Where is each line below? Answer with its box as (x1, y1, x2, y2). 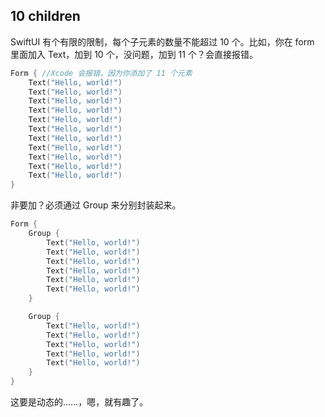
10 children (10, 8, 81, 25)
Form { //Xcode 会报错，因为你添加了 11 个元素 (10, 68, 193, 78)
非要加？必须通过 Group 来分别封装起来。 (10, 199, 182, 211)
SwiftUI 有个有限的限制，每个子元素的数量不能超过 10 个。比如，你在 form (10, 35, 315, 48)
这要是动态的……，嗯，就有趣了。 (10, 396, 149, 408)
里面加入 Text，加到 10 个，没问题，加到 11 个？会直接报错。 (10, 48, 258, 60)
